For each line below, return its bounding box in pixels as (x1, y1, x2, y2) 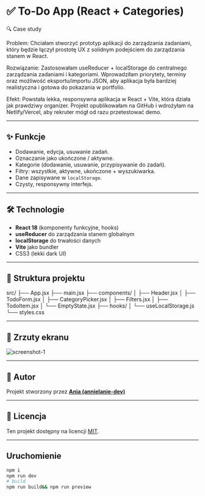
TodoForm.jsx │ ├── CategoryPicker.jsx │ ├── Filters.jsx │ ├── (6, 296, 168, 303)
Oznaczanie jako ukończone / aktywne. (15, 154, 115, 162)
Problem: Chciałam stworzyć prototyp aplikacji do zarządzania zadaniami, (6, 39, 192, 46)
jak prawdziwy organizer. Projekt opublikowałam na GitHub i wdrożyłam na (6, 102, 194, 109)
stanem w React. (6, 52, 49, 59)
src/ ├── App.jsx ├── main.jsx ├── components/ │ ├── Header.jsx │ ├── (6, 289, 196, 297)
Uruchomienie (6, 451, 62, 461)
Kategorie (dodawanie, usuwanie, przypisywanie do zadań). (15, 160, 167, 168)
